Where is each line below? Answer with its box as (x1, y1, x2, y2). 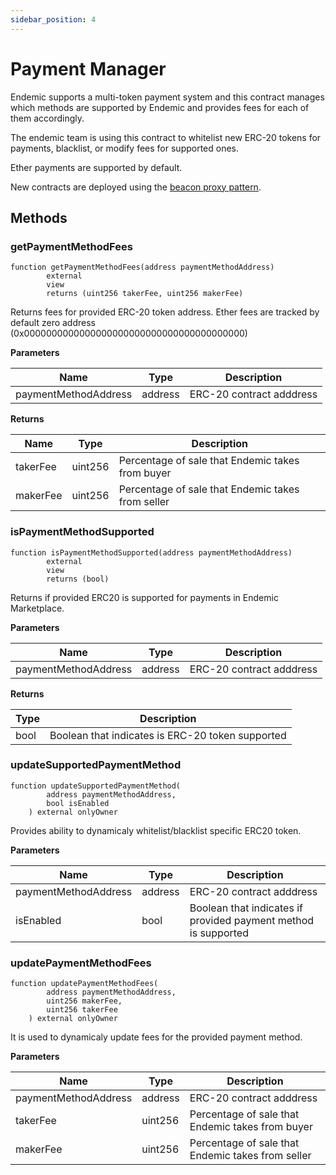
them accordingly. (10, 112, 85, 124)
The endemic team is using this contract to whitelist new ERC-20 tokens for (10, 131, 322, 143)
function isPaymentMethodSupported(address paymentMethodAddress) (10, 547, 293, 558)
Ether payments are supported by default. (10, 161, 183, 173)
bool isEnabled (46, 798, 110, 808)
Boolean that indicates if (189, 901, 303, 915)
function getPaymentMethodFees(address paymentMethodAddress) (10, 262, 275, 273)
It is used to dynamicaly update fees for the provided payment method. (10, 1031, 303, 1043)
